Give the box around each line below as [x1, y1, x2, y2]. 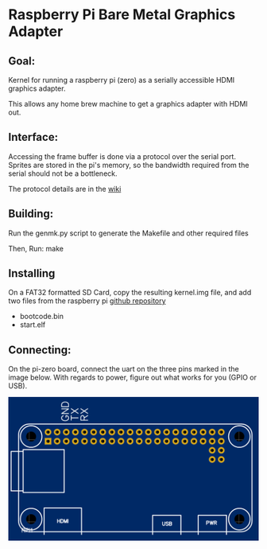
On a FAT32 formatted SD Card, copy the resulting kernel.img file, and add [8, 288, 252, 298]
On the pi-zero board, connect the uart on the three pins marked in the [8, 364, 240, 374]
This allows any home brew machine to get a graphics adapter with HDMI [8, 99, 248, 108]
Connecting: [8, 343, 72, 356]
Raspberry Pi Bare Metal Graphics [8, 6, 236, 24]
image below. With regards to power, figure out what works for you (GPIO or [8, 372, 257, 383]
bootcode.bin [19, 312, 64, 321]
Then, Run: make [8, 243, 64, 253]
